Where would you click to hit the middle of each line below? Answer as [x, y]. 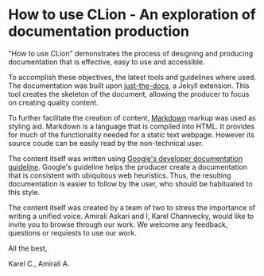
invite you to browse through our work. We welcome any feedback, [118, 224]
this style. [24, 192]
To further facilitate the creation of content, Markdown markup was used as [132, 117]
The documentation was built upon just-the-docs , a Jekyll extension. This [129, 86]
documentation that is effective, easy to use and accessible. [107, 62]
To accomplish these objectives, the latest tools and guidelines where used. [132, 77]
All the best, [28, 248]
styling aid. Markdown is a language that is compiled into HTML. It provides [132, 126]
